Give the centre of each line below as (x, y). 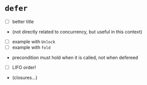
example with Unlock (34, 41)
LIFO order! (24, 68)
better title (23, 21)
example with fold (31, 47)
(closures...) (25, 78)
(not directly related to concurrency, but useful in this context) (77, 32)
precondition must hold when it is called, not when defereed (75, 58)
